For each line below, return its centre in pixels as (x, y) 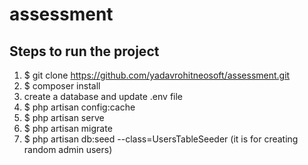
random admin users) (68, 149)
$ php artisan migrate (68, 128)
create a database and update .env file (103, 96)
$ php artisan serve (64, 117)
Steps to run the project (84, 51)
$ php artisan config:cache (79, 107)
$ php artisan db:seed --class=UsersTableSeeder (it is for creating (161, 139)
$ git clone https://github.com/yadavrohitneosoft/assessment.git (157, 75)
